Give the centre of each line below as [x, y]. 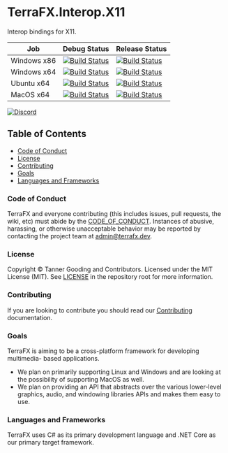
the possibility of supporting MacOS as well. [81, 379]
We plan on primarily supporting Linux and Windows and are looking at [119, 372]
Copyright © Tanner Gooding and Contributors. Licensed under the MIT [110, 269]
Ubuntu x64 [30, 83]
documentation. [30, 317]
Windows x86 [33, 60]
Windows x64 [33, 72]
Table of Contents [47, 134]
